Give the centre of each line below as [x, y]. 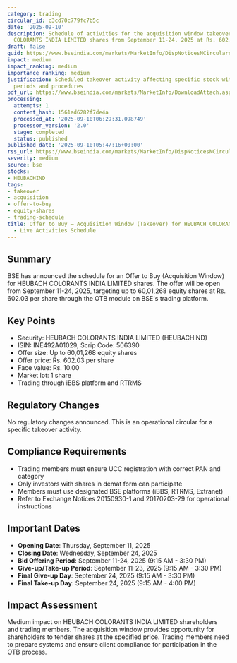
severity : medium [33, 159]
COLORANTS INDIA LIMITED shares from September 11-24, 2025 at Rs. [115, 40]
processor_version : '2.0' [52, 125]
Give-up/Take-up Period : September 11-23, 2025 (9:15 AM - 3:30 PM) [120, 568]
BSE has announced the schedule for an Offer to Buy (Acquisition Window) [116, 276]
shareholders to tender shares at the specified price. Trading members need [118, 637]
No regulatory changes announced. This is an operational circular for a [110, 422]
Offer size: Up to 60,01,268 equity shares [77, 353]
